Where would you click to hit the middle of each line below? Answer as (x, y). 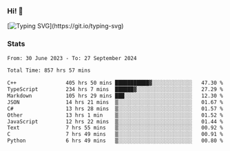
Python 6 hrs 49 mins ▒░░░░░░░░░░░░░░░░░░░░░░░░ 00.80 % (115, 141)
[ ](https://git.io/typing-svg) (65, 26)
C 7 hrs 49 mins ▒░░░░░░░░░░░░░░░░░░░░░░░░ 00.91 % (115, 134)
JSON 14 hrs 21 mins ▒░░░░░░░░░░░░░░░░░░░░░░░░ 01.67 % (115, 102)
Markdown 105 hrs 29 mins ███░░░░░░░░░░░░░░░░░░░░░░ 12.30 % (115, 96)
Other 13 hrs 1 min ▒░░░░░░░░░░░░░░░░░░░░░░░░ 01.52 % (115, 115)
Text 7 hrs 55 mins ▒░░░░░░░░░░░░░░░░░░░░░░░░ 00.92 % (115, 128)
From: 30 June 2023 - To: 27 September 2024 (72, 58)
